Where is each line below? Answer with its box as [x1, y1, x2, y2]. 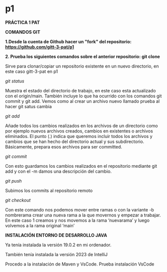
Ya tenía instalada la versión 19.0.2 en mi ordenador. [5, 242, 112, 248]
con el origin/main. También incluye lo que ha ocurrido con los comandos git [5, 93, 162, 99]
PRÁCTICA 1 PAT [5, 19, 40, 25]
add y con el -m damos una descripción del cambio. [5, 168, 112, 174]
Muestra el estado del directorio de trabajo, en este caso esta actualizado [5, 87, 156, 93]
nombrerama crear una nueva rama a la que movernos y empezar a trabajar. [5, 212, 161, 218]
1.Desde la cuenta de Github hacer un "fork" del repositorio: [5, 38, 132, 45]
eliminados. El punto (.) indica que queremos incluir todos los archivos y [5, 133, 153, 139]
